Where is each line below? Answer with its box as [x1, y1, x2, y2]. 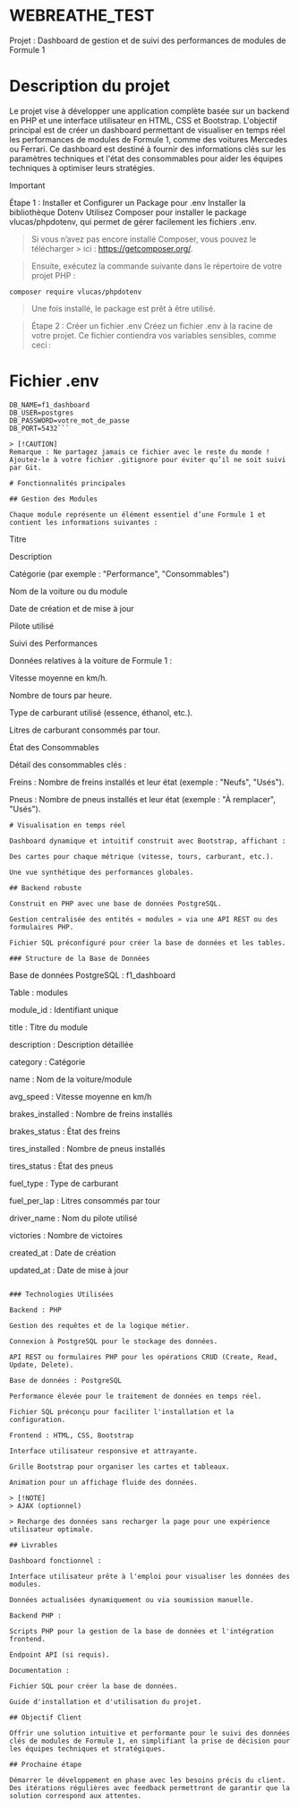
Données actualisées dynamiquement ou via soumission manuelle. [9, 1595, 254, 1604]
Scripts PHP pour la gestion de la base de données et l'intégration [9, 1626, 275, 1635]
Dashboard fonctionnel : [9, 1556, 102, 1565]
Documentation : [9, 1666, 70, 1675]
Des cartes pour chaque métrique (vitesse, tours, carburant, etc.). [9, 852, 275, 861]
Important [9, 180, 46, 191]
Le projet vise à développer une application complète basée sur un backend [9, 105, 290, 116]
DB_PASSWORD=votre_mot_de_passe [9, 416, 130, 425]
